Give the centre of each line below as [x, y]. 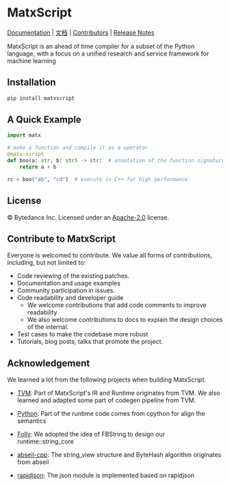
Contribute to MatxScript [62, 239]
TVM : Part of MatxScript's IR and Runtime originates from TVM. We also [118, 393]
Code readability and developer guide [70, 298]
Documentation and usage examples [69, 283]
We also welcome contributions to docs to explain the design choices [125, 320]
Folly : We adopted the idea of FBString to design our [91, 435]
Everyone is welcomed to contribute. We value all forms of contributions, [110, 255]
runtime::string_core [45, 441]
